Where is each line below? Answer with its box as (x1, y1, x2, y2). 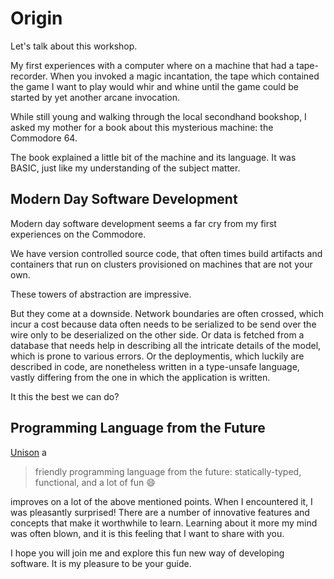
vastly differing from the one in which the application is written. (10, 371, 271, 383)
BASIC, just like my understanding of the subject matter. (10, 162, 241, 174)
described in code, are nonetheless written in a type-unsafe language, (10, 360, 300, 372)
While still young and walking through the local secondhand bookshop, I (10, 110, 307, 122)
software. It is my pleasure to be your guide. (10, 557, 192, 569)
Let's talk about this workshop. (10, 40, 138, 52)
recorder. (10, 70, 48, 82)
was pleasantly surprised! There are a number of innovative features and (10, 506, 310, 518)
